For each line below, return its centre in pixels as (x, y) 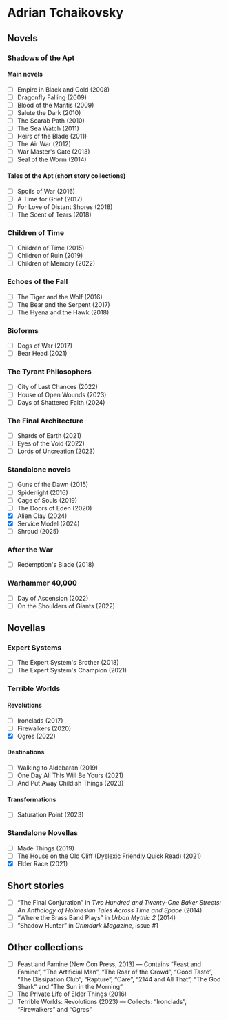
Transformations (32, 799)
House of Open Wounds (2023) (62, 394)
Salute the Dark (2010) (49, 112)
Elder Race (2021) (42, 863)
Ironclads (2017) (40, 720)
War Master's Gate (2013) (54, 152)
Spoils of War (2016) (46, 191)
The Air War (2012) (44, 144)
